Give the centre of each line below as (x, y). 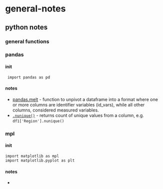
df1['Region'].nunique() (38, 121)
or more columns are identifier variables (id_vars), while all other (78, 104)
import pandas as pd (29, 77)
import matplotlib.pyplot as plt (40, 160)
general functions (27, 41)
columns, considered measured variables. (55, 110)
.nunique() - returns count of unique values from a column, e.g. (78, 115)
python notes (26, 27)
